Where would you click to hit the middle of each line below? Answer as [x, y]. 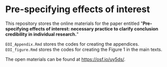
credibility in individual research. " [42, 34]
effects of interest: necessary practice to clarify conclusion [94, 28]
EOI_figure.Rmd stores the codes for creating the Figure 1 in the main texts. [84, 49]
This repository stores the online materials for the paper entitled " [74, 23]
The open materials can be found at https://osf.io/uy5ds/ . [65, 59]
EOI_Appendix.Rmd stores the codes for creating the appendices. [72, 44]
